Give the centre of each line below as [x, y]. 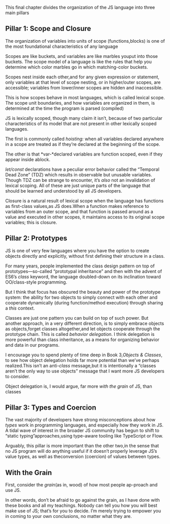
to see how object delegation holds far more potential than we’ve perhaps [82, 360]
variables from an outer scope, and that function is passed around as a [79, 211]
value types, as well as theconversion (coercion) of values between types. [83, 456]
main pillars [17, 13]
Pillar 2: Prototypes [36, 238]
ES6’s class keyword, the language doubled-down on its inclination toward [83, 276]
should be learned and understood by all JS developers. [64, 191]
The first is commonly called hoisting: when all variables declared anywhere [84, 139]
